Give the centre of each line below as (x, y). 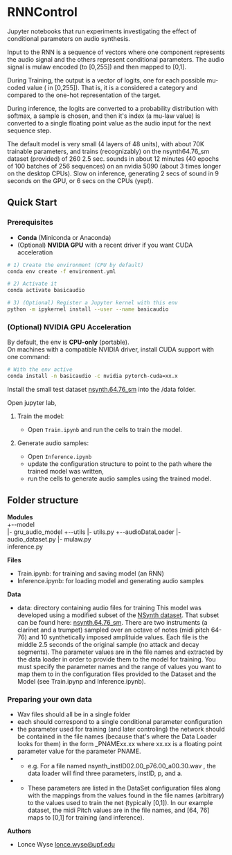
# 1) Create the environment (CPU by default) (75, 265)
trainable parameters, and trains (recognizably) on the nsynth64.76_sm (108, 151)
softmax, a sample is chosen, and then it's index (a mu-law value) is (104, 116)
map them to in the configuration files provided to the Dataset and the (117, 674)
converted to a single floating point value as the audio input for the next (109, 123)
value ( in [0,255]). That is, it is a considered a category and (112, 87)
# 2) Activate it (32, 284)
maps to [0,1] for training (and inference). (86, 818)
